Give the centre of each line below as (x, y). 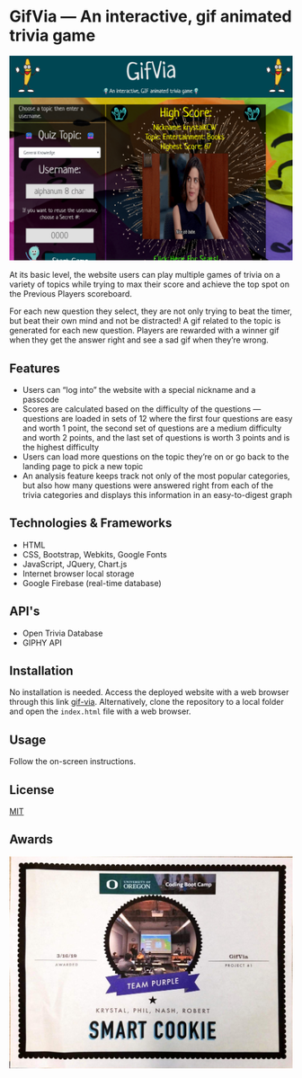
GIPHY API (42, 642)
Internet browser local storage (78, 574)
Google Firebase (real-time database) (92, 583)
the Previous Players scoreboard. (71, 294)
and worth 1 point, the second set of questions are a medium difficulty (152, 428)
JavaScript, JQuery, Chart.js (75, 564)
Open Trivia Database (62, 633)
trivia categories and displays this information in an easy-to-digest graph (157, 494)
